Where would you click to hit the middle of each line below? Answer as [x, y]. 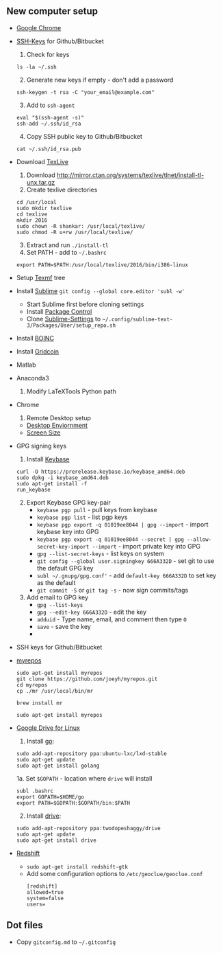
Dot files [25, 925]
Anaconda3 [32, 378]
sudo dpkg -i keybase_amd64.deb [62, 478]
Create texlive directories [62, 190]
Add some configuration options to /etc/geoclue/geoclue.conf [115, 873]
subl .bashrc [35, 791]
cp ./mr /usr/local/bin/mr [55, 691]
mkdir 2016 [32, 220]
